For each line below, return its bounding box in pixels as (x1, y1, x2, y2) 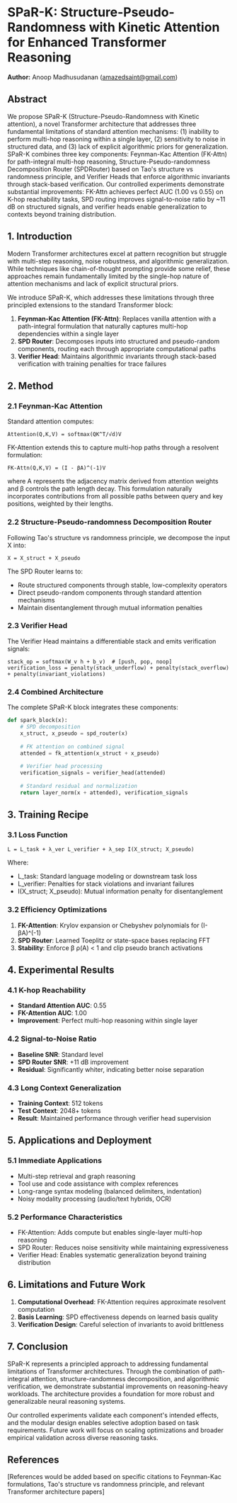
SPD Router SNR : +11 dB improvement (17, 1058, 129, 1066)
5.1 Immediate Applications (7, 1155, 103, 1165)
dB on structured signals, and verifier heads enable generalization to (7, 202, 207, 211)
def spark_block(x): (7, 716, 69, 724)
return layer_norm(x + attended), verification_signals (20, 789, 189, 796)
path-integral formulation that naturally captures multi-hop (17, 321, 188, 330)
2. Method (7, 379, 54, 392)
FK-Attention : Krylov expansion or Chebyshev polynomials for (17, 921, 200, 930)
